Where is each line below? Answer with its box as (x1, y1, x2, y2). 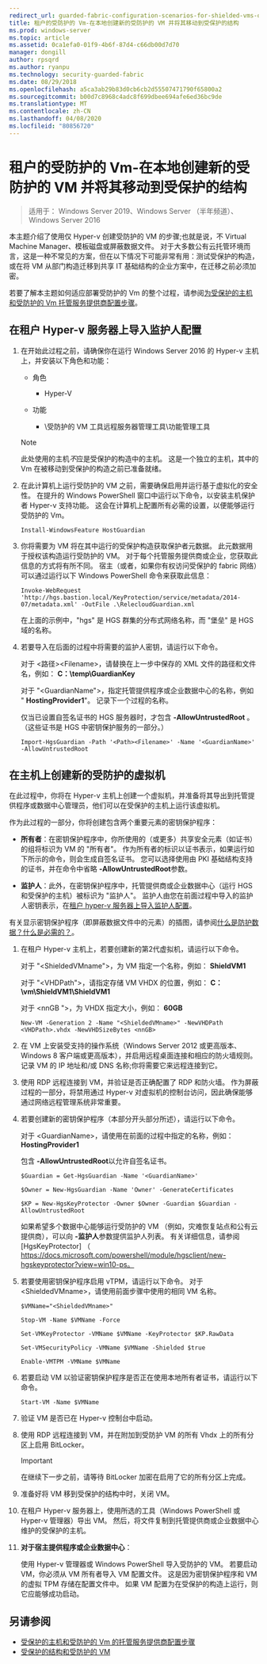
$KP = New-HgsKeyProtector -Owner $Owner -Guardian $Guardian (20, 1200, 231, 1208)
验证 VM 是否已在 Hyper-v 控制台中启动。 (20, 1414, 157, 1423)
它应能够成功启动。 (20, 1590, 84, 1599)
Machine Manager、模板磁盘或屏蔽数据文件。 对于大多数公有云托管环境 (9, 241, 244, 250)
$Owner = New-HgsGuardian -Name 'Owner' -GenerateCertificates (20, 1186, 235, 1194)
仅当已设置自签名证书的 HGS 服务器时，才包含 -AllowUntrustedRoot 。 (20, 712, 254, 722)
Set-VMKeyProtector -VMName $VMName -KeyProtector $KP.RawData (20, 1330, 235, 1338)
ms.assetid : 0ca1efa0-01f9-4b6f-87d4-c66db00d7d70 (9, 41, 180, 49)
